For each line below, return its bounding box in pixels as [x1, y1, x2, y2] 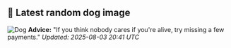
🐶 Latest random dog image [7, 7, 131, 19]
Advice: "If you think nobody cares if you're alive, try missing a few [28, 25, 225, 33]
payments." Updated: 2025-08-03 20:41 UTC [7, 33, 140, 41]
